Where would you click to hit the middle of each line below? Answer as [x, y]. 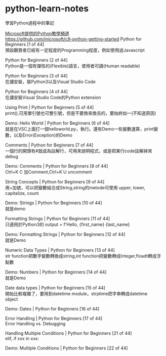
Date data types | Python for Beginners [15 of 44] [55, 288]
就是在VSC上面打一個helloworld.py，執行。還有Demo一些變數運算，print [80, 129]
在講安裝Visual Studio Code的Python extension [53, 97]
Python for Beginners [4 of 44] [37, 91]
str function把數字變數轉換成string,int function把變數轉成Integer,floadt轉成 [81, 256]
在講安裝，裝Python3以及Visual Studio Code [50, 82]
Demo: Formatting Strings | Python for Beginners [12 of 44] [65, 234]
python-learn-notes [47, 9]
